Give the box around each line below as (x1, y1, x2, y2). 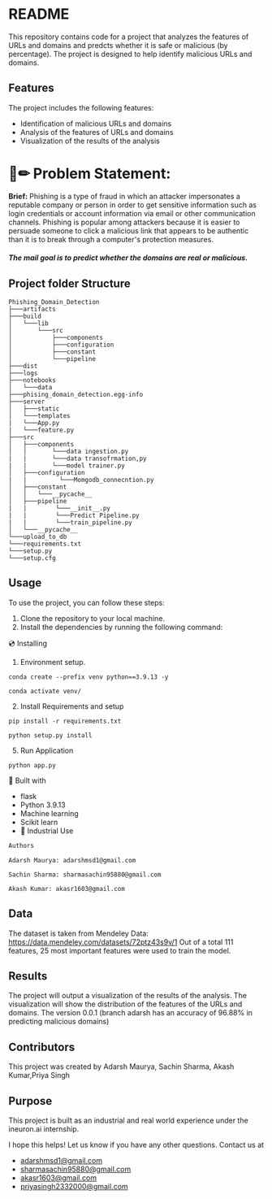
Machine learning (19, 808, 79, 818)
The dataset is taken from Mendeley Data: (8, 928, 149, 938)
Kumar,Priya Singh (8, 1071, 71, 1080)
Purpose (8, 1094, 53, 1108)
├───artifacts (8, 306, 57, 314)
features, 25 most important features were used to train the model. (8, 945, 231, 955)
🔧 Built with (8, 775, 46, 785)
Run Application (19, 745, 74, 755)
